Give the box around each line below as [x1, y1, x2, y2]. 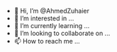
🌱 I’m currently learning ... [13, 22, 90, 30]
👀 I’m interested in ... [13, 14, 74, 22]
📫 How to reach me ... [13, 37, 80, 45]
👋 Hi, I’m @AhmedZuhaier [13, 7, 90, 15]
